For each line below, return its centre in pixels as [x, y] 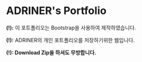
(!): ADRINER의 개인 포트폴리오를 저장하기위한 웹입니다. [70, 40]
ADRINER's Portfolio [57, 11]
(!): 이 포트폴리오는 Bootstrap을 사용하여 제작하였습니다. [71, 27]
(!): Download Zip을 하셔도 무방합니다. [51, 52]
